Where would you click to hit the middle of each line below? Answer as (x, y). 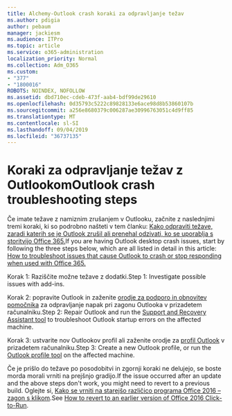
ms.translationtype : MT (42, 116)
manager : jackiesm (34, 33)
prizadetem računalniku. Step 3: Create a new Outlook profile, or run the (109, 348)
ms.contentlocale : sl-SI (43, 123)
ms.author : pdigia (34, 20)
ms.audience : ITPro (35, 40)
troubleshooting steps (72, 200)
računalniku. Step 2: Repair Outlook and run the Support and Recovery (107, 312)
